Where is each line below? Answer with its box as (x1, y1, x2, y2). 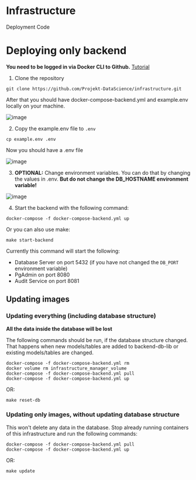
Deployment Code (6, 23, 50, 30)
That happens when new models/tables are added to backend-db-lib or (6, 343, 178, 350)
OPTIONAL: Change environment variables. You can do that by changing (14, 169, 191, 176)
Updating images (6, 294, 70, 305)
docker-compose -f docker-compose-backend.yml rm (6, 360, 130, 366)
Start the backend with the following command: (14, 204, 129, 211)
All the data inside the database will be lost (6, 325, 112, 332)
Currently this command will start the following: (6, 247, 120, 254)
